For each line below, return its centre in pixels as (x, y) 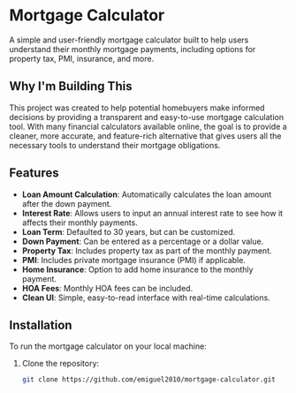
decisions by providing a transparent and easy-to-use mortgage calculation (147, 117)
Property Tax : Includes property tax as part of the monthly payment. (147, 250)
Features (34, 173)
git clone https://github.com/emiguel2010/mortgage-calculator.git (148, 380)
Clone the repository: (61, 364)
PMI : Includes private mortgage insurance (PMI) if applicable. (133, 260)
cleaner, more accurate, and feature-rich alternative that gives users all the (145, 136)
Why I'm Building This (71, 86)
